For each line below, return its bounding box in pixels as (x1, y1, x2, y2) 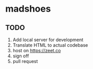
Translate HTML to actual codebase (12, 42, 88, 48)
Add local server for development (12, 37, 83, 43)
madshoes (5, 3, 51, 15)
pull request (12, 58, 38, 64)
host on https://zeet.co (12, 48, 61, 53)
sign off (12, 53, 29, 59)
